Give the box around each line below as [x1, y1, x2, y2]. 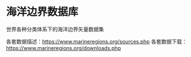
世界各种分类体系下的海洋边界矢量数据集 [6, 26, 104, 33]
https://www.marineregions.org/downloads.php [6, 44, 122, 51]
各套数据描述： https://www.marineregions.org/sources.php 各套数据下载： [6, 38, 187, 45]
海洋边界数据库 [6, 5, 79, 19]
